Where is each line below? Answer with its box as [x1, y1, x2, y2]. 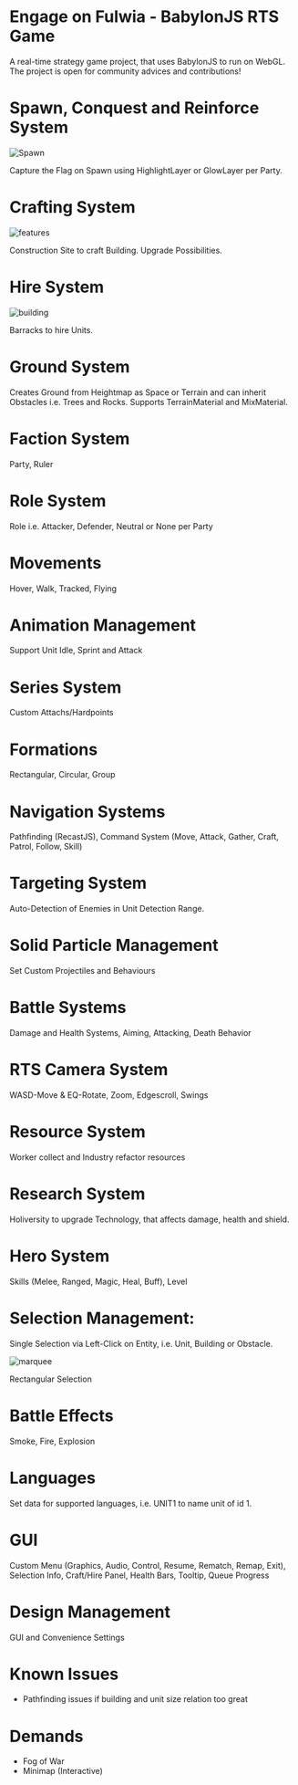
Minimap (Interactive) [22, 1766, 103, 1777]
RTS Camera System [9, 1060, 169, 1080]
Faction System [9, 428, 130, 449]
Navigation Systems [9, 801, 166, 822]
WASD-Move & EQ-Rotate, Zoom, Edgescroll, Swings [9, 1090, 209, 1101]
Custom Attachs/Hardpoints [9, 707, 114, 718]
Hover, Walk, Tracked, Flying [9, 582, 117, 594]
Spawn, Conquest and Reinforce [9, 98, 260, 119]
